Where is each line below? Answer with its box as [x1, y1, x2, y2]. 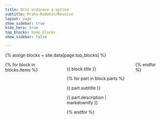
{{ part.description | [67, 94, 107, 100]
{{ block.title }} [67, 66, 96, 71]
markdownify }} [67, 99, 98, 105]
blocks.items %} [5, 67, 38, 72]
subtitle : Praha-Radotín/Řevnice [5, 12, 73, 17]
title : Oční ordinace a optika [5, 7, 69, 12]
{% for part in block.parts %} [67, 75, 125, 81]
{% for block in [5, 62, 35, 68]
